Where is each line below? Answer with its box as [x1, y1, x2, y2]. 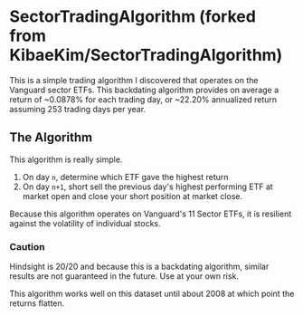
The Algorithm [9, 129, 93, 146]
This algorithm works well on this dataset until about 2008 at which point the [9, 288, 295, 300]
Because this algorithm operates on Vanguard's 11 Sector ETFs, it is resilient [9, 208, 292, 219]
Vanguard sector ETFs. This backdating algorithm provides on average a [9, 84, 279, 95]
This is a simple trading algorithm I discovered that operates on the [9, 74, 259, 85]
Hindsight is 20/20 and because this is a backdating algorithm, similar [9, 261, 270, 273]
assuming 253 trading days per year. [9, 103, 147, 114]
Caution [9, 240, 45, 253]
